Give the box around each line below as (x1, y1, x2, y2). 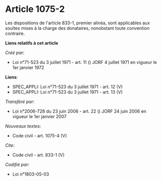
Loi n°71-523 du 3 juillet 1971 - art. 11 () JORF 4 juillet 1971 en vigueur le (12, 59, 157, 65)
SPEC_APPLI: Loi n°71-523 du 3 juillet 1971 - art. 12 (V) (12, 83, 123, 90)
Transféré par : (5, 98, 35, 105)
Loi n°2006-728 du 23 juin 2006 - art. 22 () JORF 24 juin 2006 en (12, 108, 147, 114)
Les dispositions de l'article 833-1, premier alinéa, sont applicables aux (5, 20, 150, 26)
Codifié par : (5, 161, 30, 167)
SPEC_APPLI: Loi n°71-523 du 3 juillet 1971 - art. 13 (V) (12, 89, 123, 95)
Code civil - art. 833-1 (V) (12, 152, 65, 158)
